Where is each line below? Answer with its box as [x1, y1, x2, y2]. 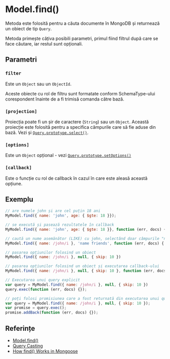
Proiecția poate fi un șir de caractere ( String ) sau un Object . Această [5, 119, 149, 125]
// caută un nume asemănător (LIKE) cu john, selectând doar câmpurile [5, 236, 159, 241]
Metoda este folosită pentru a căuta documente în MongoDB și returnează [5, 20, 160, 26]
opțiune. [5, 180, 23, 186]
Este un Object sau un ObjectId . [5, 81, 72, 87]
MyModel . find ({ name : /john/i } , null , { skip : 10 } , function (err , [5, 269, 155, 274]
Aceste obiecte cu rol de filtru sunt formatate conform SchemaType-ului [5, 90, 155, 96]
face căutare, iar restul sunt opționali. [5, 40, 83, 46]
